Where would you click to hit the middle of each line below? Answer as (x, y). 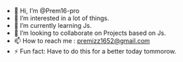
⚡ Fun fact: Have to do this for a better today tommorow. (95, 51)
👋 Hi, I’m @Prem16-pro (47, 11)
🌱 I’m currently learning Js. (53, 25)
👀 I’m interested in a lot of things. (61, 18)
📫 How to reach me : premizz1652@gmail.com (82, 41)
